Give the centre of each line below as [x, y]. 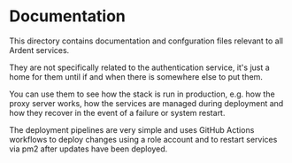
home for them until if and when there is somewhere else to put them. [136, 76]
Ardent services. [39, 50]
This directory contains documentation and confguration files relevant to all [146, 41]
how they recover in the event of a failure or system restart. [117, 113]
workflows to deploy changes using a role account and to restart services [143, 139]
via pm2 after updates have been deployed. [88, 149]
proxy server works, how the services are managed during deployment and [146, 103]
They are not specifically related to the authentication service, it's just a [139, 67]
